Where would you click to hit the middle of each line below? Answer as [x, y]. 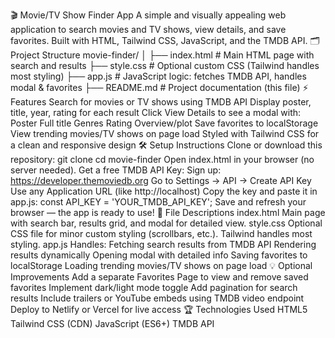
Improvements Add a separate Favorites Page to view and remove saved [159, 277]
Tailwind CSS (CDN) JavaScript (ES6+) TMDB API [112, 323]
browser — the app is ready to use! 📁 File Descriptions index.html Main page [168, 212]
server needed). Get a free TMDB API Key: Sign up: [116, 170]
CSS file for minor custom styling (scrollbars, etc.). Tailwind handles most [161, 233]
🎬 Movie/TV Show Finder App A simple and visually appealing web [148, 15]
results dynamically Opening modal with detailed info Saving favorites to [159, 255]
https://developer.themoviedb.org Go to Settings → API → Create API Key [161, 180]
